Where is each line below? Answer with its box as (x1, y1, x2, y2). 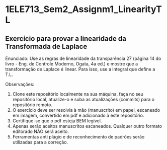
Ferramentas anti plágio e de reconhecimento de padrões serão (12, 134, 145, 139)
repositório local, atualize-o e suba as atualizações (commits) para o (12, 97, 155, 102)
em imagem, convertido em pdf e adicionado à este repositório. (12, 112, 144, 118)
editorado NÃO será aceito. (12, 128, 69, 134)
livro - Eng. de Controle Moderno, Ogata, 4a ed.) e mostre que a (5, 61, 138, 66)
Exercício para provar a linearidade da (5, 34, 127, 43)
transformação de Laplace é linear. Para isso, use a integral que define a (5, 66, 155, 72)
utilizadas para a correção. (12, 139, 68, 145)
